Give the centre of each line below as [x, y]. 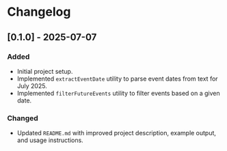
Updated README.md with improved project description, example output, [117, 133]
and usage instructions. [50, 140]
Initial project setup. [45, 71]
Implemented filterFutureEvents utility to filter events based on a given [118, 93]
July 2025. [32, 85]
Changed [23, 118]
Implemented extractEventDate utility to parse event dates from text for [117, 79]
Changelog [39, 12]
